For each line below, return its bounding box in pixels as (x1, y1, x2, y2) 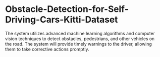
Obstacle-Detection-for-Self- (5, 3, 129, 15)
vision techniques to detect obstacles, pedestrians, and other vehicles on (5, 36, 155, 42)
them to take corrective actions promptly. (5, 46, 89, 52)
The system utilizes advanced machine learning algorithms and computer (5, 30, 155, 36)
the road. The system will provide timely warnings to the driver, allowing (5, 41, 152, 47)
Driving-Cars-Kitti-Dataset (5, 14, 118, 25)
